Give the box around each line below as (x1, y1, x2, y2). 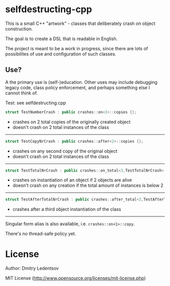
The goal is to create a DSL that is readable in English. (5, 36, 118, 42)
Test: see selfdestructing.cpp (5, 100, 66, 106)
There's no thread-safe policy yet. (5, 231, 76, 237)
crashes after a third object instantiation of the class (12, 206, 121, 212)
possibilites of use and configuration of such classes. (5, 51, 116, 57)
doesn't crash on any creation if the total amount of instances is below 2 (12, 182, 163, 188)
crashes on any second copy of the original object (12, 148, 117, 154)
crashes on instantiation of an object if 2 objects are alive (12, 177, 133, 183)
